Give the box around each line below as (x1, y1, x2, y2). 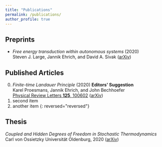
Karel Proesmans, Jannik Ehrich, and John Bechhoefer (12, 87, 125, 93)
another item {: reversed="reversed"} (12, 103, 90, 109)
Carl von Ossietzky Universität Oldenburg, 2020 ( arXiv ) (5, 136, 119, 142)
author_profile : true (5, 17, 50, 22)
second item (12, 98, 38, 103)
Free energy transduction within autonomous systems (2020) (12, 49, 139, 55)
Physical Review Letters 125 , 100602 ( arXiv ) (12, 92, 103, 98)
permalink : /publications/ (5, 12, 61, 17)
